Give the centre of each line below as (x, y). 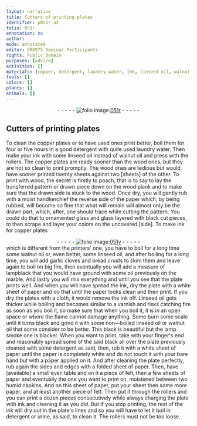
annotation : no (25, 33)
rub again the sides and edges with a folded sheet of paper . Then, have (92, 366)
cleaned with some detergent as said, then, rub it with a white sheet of (91, 348)
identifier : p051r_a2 (33, 22)
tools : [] (18, 77)
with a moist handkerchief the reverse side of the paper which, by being (93, 199)
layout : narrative (28, 11)
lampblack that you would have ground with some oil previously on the (91, 273)
